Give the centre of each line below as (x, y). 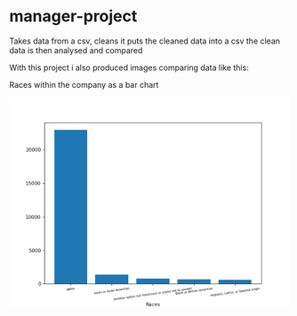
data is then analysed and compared (76, 50)
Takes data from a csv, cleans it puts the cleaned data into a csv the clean (145, 41)
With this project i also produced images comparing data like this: (129, 67)
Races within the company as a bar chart (84, 84)
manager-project (73, 16)
